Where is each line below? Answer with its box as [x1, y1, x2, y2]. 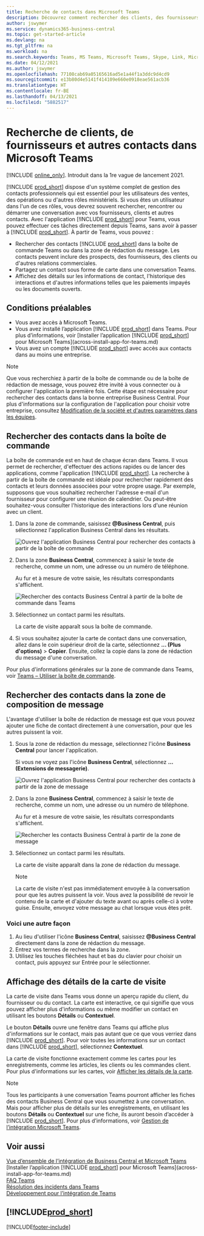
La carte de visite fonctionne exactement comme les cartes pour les [6, 1055, 177, 1062]
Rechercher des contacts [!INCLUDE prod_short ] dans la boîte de [15, 240, 178, 247]
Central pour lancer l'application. [15, 746, 98, 754]
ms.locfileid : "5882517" [6, 99, 69, 105]
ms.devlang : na [6, 37, 45, 43]
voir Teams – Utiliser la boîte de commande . [6, 672, 116, 680]
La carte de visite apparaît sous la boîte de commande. [15, 623, 153, 630]
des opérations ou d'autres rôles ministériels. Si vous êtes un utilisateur [6, 196, 185, 203]
